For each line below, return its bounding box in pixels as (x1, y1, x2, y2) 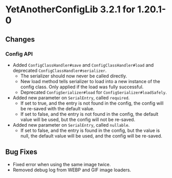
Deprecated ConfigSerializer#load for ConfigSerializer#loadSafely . (20, 89, 167, 95)
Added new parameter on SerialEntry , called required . (12, 94, 130, 101)
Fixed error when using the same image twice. (12, 161, 111, 167)
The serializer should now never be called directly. (20, 73, 127, 79)
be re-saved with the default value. (20, 105, 95, 111)
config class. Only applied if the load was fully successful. (20, 84, 144, 90)
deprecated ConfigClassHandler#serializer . (12, 67, 107, 73)
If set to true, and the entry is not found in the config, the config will (20, 100, 164, 106)
